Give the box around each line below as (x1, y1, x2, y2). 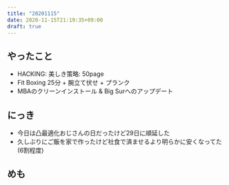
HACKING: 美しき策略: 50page (17, 70, 105, 78)
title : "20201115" (7, 10, 60, 17)
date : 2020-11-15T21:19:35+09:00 (7, 17, 103, 23)
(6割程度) (17, 146, 44, 154)
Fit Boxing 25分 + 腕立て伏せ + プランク (17, 79, 130, 87)
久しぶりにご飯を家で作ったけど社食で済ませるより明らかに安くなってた (17, 137, 223, 146)
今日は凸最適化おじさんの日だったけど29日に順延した (17, 129, 170, 137)
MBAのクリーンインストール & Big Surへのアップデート (17, 87, 174, 95)
